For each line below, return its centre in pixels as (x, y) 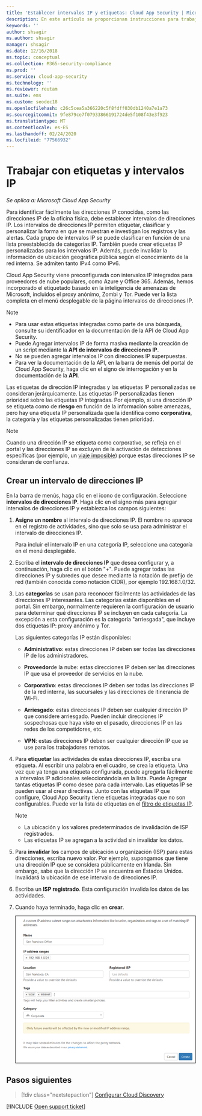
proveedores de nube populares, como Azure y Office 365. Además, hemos (100, 281)
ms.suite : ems (24, 96)
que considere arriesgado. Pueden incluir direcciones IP (93, 716)
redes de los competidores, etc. (63, 729)
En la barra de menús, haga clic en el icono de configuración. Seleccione (97, 495)
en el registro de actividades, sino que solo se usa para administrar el (101, 526)
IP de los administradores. (56, 655)
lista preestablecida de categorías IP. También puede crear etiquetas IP (95, 244)
